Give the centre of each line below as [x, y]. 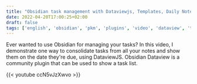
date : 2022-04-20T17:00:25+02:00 [47, 17]
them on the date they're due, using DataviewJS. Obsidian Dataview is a [93, 57]
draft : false [22, 22]
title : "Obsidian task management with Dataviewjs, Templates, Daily [93, 11]
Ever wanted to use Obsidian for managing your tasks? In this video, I [90, 45]
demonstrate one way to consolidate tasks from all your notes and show [93, 51]
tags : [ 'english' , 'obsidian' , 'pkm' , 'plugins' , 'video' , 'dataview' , [96, 28]
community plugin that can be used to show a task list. [72, 63]
